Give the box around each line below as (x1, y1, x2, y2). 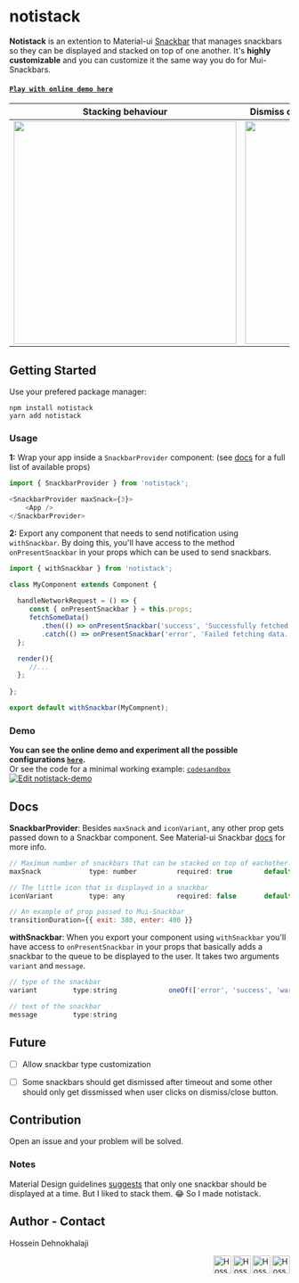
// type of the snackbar (9, 978, 101, 987)
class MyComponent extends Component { (9, 580, 158, 589)
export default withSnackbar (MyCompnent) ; (9, 703, 169, 712)
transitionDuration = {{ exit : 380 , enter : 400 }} (9, 916, 193, 925)
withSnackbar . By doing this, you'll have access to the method (9, 537, 236, 547)
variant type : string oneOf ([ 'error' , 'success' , (9, 986, 273, 995)
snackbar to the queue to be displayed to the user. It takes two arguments (9, 951, 280, 962)
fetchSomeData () (28, 613, 90, 622)
